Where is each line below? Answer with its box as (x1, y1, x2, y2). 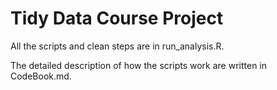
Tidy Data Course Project (10, 7, 224, 30)
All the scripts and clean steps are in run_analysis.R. (10, 40, 225, 52)
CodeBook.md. (10, 70, 72, 82)
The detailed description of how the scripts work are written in (10, 59, 268, 71)
